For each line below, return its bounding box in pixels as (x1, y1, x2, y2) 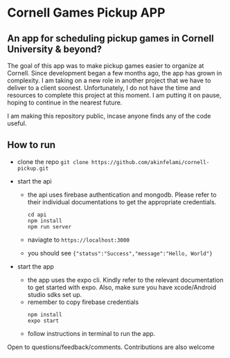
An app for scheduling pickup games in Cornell (7, 33, 214, 44)
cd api (27, 211, 47, 218)
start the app (17, 262, 54, 271)
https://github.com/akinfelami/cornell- (91, 159, 210, 165)
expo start (27, 317, 60, 324)
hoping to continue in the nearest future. (7, 98, 123, 107)
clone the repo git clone (17, 157, 89, 165)
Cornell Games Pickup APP (7, 5, 166, 21)
